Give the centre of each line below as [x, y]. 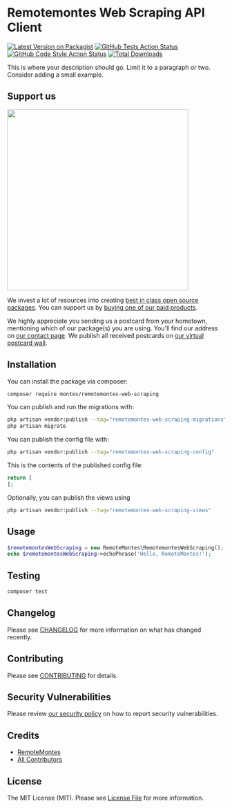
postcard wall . [27, 343]
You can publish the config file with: [58, 440]
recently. [20, 637]
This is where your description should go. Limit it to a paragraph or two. [109, 67]
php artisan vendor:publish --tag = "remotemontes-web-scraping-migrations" [117, 420]
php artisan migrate [37, 426]
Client [25, 27]
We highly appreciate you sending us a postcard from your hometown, [107, 321]
